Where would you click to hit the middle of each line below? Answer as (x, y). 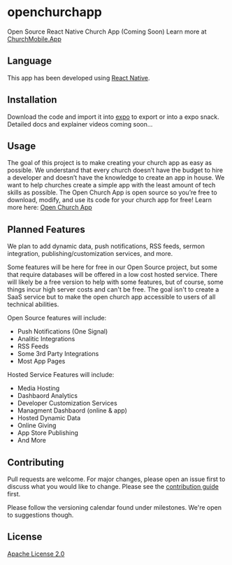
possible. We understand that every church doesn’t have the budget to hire (115, 170)
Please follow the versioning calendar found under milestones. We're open (115, 507)
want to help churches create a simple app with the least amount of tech (111, 185)
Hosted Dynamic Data (49, 418)
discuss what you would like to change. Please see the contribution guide (113, 486)
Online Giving (37, 425)
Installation (32, 100)
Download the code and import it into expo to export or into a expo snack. (114, 117)
